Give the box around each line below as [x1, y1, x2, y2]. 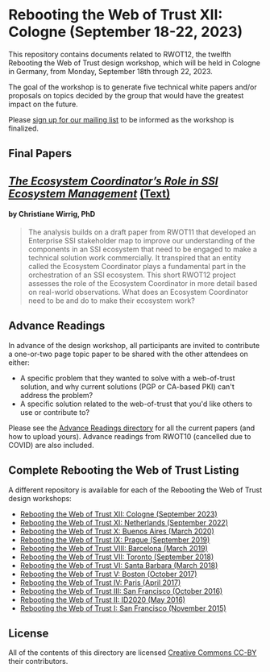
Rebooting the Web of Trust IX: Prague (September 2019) [19, 534, 210, 545]
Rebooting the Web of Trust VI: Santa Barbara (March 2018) [19, 560, 218, 570]
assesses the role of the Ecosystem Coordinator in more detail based [27, 278, 258, 288]
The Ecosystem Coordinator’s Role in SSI [8, 174, 218, 188]
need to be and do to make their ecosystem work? [27, 296, 195, 305]
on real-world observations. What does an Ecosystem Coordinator [27, 287, 248, 297]
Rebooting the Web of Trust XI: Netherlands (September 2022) [19, 517, 228, 527]
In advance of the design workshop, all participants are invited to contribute [8, 340, 260, 350]
